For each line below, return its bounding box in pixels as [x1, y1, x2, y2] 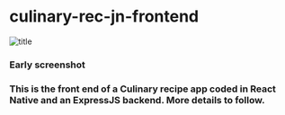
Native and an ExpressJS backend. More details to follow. [9, 93, 265, 106]
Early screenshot [9, 58, 85, 71]
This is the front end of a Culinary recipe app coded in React [9, 83, 277, 95]
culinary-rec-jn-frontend [9, 6, 200, 27]
